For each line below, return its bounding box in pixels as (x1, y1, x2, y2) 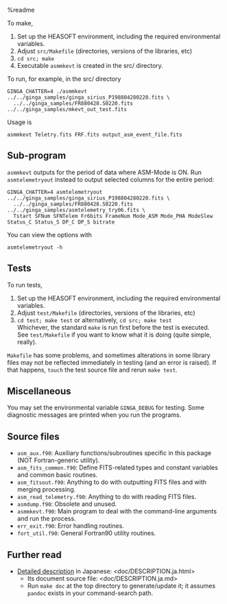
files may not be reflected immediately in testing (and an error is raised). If (7, 358, 217, 366)
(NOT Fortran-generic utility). (16, 456, 100, 465)
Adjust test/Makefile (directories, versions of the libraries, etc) (16, 309, 195, 317)
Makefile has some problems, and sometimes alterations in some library (7, 351, 211, 359)
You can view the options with (7, 230, 93, 239)
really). (16, 337, 37, 346)
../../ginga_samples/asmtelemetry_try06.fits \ (7, 206, 146, 213)
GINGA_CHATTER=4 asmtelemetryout (7, 189, 103, 195)
